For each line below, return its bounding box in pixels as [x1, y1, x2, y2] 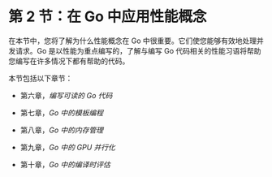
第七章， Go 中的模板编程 [19, 107, 104, 118]
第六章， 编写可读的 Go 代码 [19, 90, 113, 100]
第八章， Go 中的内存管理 [19, 125, 104, 135]
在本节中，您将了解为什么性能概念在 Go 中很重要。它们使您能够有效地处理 [8, 36, 257, 45]
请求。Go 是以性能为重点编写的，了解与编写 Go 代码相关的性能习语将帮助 [15, 45, 261, 55]
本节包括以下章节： [8, 73, 73, 83]
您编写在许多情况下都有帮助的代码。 [8, 56, 130, 66]
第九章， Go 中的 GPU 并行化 [19, 142, 116, 152]
